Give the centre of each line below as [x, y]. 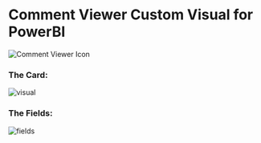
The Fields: [31, 113]
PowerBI [37, 32]
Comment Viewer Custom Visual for [131, 15]
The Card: [28, 75]
